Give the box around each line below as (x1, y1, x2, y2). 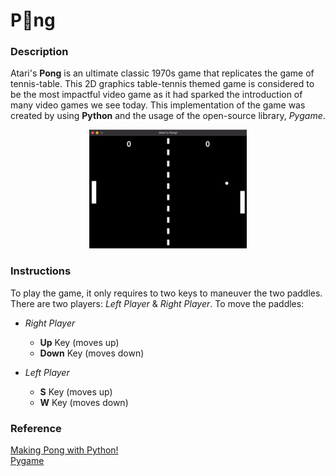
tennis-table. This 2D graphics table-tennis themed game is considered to (10, 78, 315, 90)
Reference (10, 421, 62, 435)
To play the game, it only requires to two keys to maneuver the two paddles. (10, 287, 323, 299)
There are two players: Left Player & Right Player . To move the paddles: (10, 297, 305, 309)
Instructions (10, 264, 72, 278)
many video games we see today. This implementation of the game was (10, 99, 306, 111)
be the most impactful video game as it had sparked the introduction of (10, 89, 303, 101)
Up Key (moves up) (39, 336, 120, 348)
